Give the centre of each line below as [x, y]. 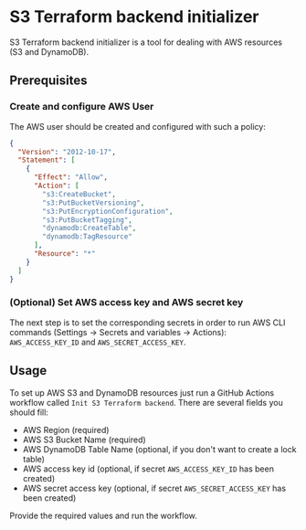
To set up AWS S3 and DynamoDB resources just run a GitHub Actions [142, 392]
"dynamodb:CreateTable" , [90, 228]
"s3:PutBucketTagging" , [87, 220]
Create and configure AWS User [82, 107]
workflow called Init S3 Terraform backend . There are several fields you [146, 402]
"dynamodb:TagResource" [87, 237]
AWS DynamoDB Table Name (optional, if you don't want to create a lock [159, 449]
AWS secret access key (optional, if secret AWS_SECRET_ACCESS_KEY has [154, 488]
